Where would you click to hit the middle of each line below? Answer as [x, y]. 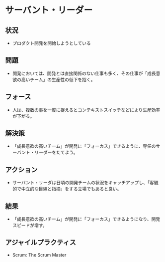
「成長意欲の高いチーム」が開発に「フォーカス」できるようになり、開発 [86, 219]
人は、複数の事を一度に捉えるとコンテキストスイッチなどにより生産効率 [86, 110]
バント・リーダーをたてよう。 [47, 152]
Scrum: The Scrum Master [39, 255]
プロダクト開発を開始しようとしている [51, 43]
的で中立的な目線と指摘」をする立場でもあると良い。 [67, 189]
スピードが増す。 [30, 226]
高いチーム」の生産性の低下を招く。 [58, 79]
